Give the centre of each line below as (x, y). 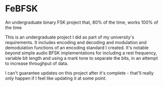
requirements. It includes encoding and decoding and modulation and (76, 42)
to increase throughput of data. (37, 63)
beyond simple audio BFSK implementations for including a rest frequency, (81, 53)
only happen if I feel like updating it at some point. (56, 78)
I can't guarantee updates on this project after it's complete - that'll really (80, 73)
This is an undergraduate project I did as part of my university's (70, 37)
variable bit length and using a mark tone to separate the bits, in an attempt (81, 58)
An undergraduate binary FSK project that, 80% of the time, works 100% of (82, 22)
